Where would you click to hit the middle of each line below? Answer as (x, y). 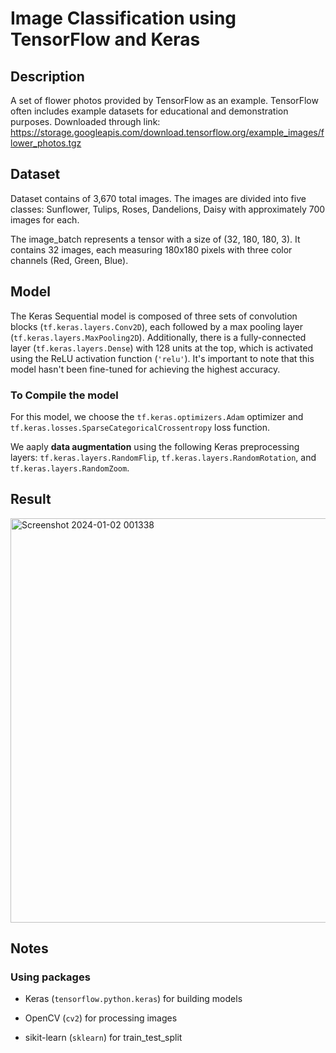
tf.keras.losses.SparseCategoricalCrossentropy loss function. (140, 427)
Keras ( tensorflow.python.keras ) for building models (133, 999)
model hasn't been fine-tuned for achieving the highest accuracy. (145, 369)
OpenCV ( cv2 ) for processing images (101, 1018)
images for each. (45, 219)
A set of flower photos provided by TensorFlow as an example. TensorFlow (164, 100)
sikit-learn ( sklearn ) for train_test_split (103, 1038)
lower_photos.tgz (46, 143)
